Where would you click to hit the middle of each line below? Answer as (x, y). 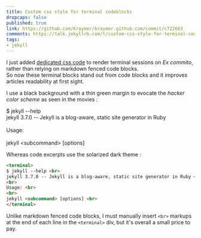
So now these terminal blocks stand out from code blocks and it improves (97, 75)
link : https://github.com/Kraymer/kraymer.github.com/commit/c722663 (95, 28)
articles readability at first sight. (45, 81)
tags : (13, 40)
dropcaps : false (26, 17)
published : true (26, 23)
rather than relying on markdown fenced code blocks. (72, 68)
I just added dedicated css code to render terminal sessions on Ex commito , (100, 62)
